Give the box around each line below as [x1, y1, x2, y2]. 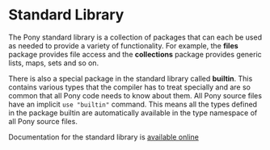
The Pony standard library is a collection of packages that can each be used [8, 32, 263, 42]
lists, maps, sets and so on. [8, 58, 99, 68]
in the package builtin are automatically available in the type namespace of [8, 107, 258, 118]
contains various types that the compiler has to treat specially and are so [8, 82, 251, 92]
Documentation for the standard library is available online [8, 131, 200, 142]
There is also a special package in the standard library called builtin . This [8, 73, 253, 83]
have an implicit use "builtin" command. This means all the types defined [8, 99, 257, 109]
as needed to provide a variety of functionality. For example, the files [8, 40, 238, 50]
